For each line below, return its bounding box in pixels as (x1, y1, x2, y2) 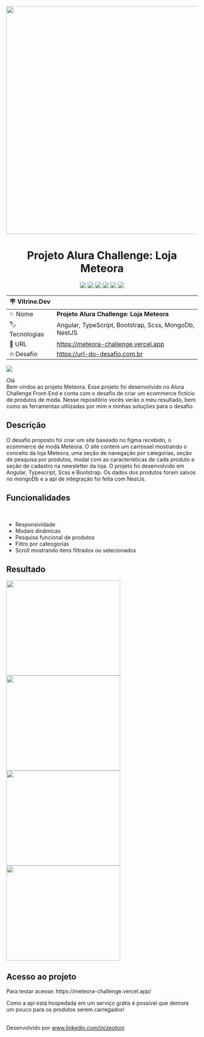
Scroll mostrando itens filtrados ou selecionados (15, 546, 137, 553)
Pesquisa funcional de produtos (15, 533, 95, 541)
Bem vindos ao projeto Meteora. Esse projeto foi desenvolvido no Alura (6, 383, 184, 390)
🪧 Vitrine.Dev (9, 297, 50, 305)
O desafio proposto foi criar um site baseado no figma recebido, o (6, 436, 172, 443)
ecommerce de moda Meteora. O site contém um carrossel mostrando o (6, 443, 187, 450)
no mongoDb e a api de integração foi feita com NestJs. (6, 475, 146, 482)
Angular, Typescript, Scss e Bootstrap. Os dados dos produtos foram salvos (6, 468, 196, 476)
